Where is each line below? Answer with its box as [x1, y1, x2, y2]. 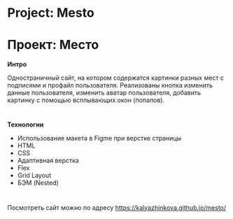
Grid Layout [17, 171, 51, 180]
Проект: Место [7, 37, 99, 53]
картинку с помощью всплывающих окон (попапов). [7, 96, 165, 104]
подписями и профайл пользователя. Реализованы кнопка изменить [7, 81, 213, 90]
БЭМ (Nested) [17, 178, 59, 187]
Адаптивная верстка [17, 156, 79, 165]
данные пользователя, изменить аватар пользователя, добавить [7, 89, 202, 97]
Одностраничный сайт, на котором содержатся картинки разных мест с [7, 73, 225, 82]
